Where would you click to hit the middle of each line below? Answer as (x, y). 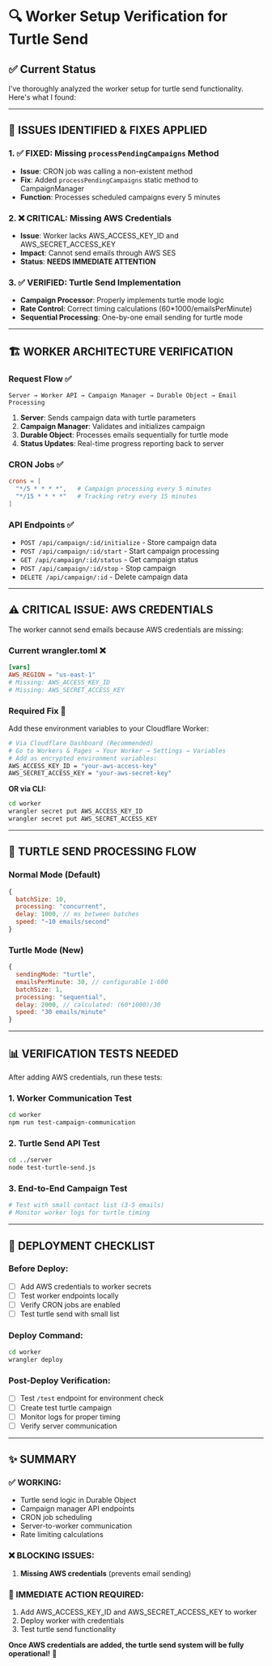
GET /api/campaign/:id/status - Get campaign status (109, 560)
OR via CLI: (27, 789)
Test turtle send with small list (70, 1314)
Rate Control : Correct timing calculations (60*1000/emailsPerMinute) (136, 309)
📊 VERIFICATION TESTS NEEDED (93, 1053)
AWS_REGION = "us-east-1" (52, 675)
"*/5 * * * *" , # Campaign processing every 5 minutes (114, 489)
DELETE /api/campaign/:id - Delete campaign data (104, 577)
